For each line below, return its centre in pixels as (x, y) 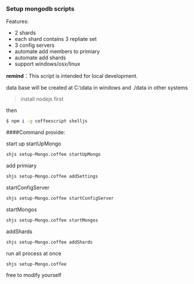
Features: (18, 22)
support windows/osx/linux (47, 64)
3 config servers (34, 45)
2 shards (25, 33)
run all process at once (34, 253)
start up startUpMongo (34, 144)
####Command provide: (36, 132)
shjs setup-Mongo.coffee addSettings (52, 177)
